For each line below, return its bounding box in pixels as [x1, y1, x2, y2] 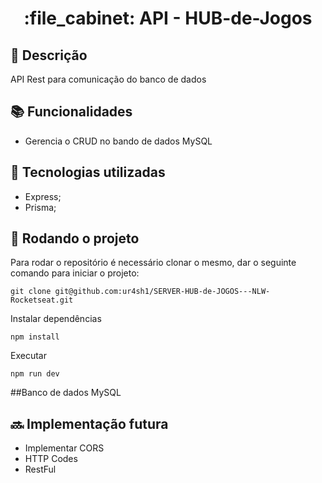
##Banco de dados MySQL [10, 387, 122, 399]
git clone [10, 287, 52, 297]
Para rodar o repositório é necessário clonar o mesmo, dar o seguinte [10, 257, 297, 269]
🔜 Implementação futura [10, 415, 169, 432]
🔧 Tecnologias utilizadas [10, 164, 166, 181]
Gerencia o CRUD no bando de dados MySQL [24, 135, 213, 147]
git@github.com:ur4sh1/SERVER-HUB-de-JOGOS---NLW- [54, 287, 271, 297]
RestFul [24, 463, 57, 476]
